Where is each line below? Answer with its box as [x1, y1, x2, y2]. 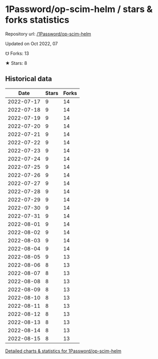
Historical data [5, 74, 52, 83]
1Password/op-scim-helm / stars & [5, 4, 153, 15]
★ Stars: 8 [5, 60, 28, 66]
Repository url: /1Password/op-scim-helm [5, 31, 91, 37]
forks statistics [5, 14, 69, 26]
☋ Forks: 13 [5, 50, 29, 56]
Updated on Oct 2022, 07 [5, 40, 58, 46]
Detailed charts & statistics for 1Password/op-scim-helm [5, 348, 122, 354]
